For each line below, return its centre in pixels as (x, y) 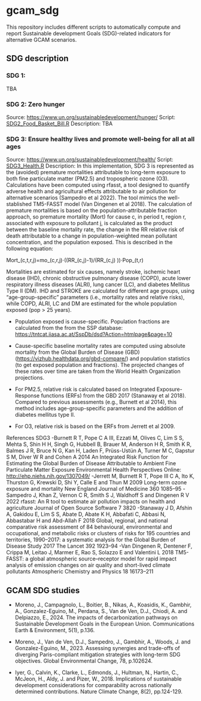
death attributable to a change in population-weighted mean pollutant (92, 236)
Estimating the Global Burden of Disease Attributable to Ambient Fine (91, 463)
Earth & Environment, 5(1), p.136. (55, 630)
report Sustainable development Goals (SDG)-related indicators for (89, 33)
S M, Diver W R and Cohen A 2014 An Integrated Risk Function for (87, 457)
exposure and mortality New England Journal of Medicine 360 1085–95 (94, 489)
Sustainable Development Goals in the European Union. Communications (104, 624)
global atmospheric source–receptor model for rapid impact (103, 559)
